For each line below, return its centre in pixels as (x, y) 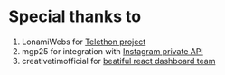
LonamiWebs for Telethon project (84, 42)
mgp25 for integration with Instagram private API (112, 51)
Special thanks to (75, 17)
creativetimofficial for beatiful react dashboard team (118, 61)
